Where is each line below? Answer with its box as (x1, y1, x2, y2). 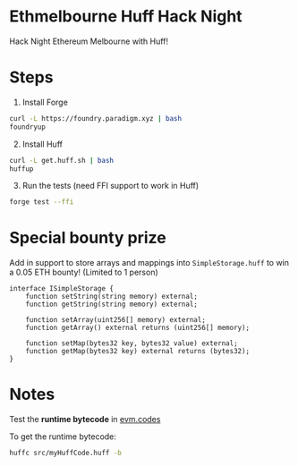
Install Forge (21, 97, 69, 107)
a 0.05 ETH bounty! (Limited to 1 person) (9, 267, 158, 278)
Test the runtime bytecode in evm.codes (9, 414, 161, 425)
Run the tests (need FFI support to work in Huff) (21, 181, 200, 191)
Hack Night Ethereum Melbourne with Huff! (9, 36, 168, 47)
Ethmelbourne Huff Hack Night (9, 6, 243, 27)
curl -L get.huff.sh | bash (9, 156, 115, 165)
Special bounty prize (9, 228, 167, 248)
